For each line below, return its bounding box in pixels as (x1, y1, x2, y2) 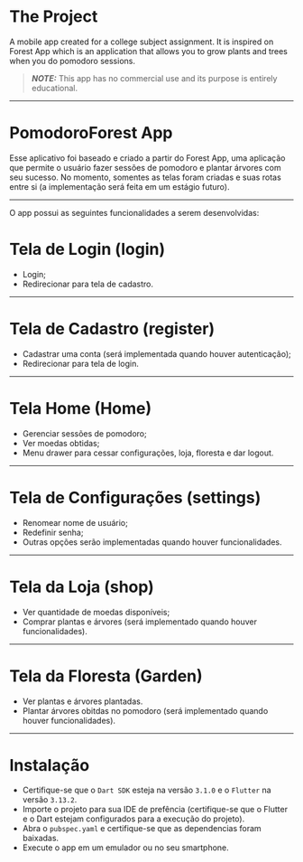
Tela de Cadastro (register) (9, 319, 215, 339)
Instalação (9, 754, 90, 775)
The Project (9, 6, 98, 27)
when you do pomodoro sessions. (9, 55, 135, 66)
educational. (31, 82, 78, 93)
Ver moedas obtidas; (22, 437, 100, 448)
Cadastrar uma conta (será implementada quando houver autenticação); (22, 348, 291, 359)
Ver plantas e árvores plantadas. (22, 696, 143, 707)
